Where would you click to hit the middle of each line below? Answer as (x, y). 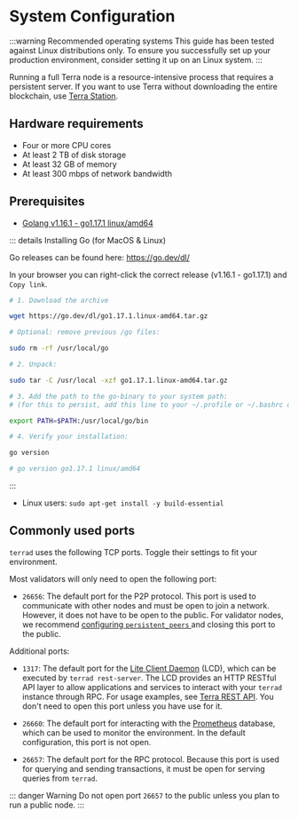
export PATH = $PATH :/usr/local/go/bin (79, 421)
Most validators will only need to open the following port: (113, 578)
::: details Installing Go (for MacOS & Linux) (88, 240)
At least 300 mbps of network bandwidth (97, 173)
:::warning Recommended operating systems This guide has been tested (142, 41)
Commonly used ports (72, 531)
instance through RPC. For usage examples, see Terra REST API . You (148, 696)
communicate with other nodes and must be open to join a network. (146, 605)
